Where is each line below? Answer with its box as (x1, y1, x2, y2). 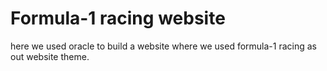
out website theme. (10, 50, 90, 62)
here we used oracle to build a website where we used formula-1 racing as (10, 40, 317, 52)
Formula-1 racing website (10, 7, 226, 30)
